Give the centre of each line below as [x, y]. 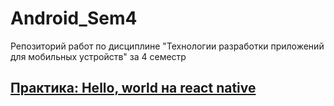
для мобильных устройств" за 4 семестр [98, 56]
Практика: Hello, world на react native [133, 88]
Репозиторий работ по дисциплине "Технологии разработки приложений [167, 46]
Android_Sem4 [74, 18]
